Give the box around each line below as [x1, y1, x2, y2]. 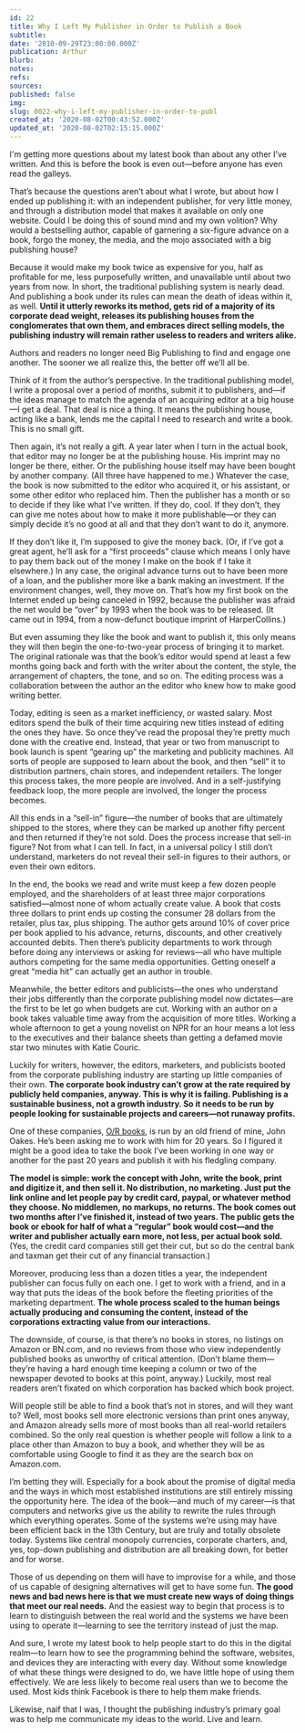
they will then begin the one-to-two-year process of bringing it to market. [9, 641, 285, 652]
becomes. [9, 795, 47, 805]
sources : [9, 81, 43, 90]
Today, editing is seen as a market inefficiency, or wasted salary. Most [9, 708, 273, 718]
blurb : [9, 56, 35, 65]
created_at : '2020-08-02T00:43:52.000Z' [9, 115, 166, 124]
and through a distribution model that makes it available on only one [9, 205, 264, 215]
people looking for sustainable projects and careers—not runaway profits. [9, 1108, 296, 1119]
